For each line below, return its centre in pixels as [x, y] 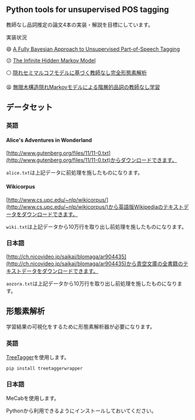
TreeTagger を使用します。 [38, 357]
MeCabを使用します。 [33, 398]
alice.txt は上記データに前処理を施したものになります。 [75, 173]
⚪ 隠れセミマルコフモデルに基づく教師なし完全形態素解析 [77, 73]
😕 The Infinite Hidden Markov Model [51, 60]
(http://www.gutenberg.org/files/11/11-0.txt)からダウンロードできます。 [92, 160]
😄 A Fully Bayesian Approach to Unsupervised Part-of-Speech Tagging [93, 49]
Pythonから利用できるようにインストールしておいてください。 [82, 411]
